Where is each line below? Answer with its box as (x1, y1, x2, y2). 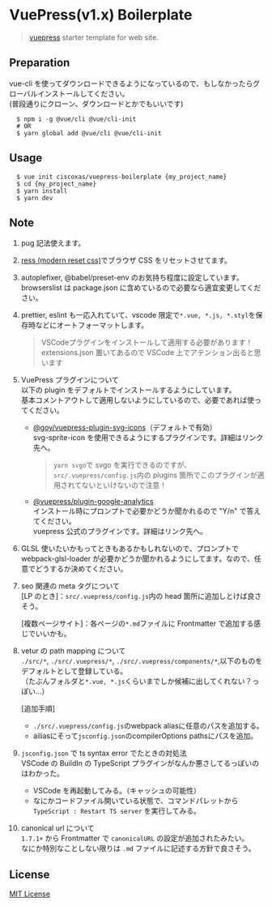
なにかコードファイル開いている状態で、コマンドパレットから (32, 796, 239, 806)
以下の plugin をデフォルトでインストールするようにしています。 (20, 385, 237, 395)
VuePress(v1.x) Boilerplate (9, 6, 193, 24)
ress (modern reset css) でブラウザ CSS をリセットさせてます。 (20, 255, 232, 265)
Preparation (9, 56, 70, 70)
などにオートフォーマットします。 (35, 320, 149, 330)
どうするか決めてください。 (35, 564, 128, 574)
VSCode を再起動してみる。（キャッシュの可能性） (32, 786, 202, 796)
